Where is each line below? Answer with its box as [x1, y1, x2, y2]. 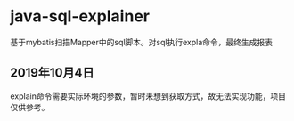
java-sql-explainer [10, 6, 151, 27]
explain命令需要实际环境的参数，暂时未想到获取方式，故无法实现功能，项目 [10, 91, 286, 101]
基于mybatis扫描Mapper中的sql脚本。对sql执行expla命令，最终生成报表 [10, 36, 274, 47]
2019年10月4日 [10, 65, 94, 81]
